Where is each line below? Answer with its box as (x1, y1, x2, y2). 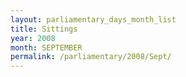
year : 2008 (10, 33, 56, 43)
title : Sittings (10, 24, 78, 34)
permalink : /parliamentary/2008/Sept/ (10, 52, 172, 62)
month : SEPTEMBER (10, 42, 83, 53)
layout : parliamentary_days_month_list (10, 14, 177, 25)
